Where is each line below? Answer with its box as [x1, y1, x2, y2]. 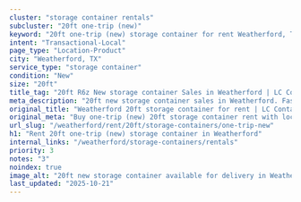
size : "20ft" [9, 80, 58, 88]
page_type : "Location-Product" [9, 46, 126, 55]
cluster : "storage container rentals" [9, 13, 154, 22]
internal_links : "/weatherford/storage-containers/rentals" [9, 138, 239, 147]
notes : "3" [9, 154, 50, 164]
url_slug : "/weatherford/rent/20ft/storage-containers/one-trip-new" [9, 122, 275, 130]
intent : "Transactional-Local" [9, 38, 126, 47]
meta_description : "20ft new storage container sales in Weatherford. [9, 96, 279, 105]
